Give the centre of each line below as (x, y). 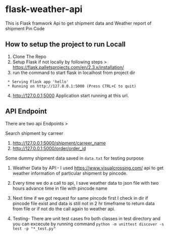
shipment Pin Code (25, 28)
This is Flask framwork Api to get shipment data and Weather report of (78, 23)
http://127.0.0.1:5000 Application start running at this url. (71, 95)
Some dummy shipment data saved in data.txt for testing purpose (74, 158)
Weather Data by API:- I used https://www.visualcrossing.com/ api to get (88, 168)
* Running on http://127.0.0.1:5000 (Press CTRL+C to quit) (72, 86)
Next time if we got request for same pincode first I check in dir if (80, 198)
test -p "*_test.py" (34, 228)
